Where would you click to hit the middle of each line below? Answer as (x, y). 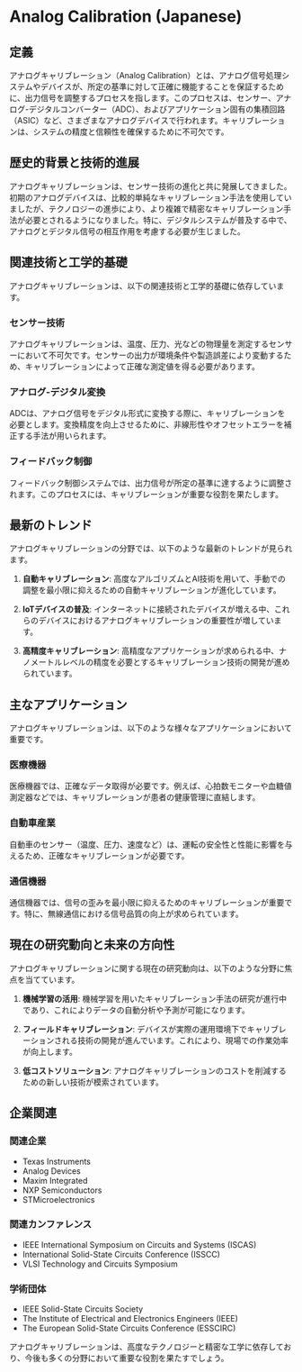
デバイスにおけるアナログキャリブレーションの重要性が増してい (156, 621)
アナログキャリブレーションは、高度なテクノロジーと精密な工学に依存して (147, 1347)
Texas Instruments (57, 1161)
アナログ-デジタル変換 (58, 392)
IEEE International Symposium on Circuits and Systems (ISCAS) (139, 1244)
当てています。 (52, 979)
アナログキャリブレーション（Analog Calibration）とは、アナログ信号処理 (146, 75)
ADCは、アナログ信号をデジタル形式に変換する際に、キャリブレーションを (147, 413)
